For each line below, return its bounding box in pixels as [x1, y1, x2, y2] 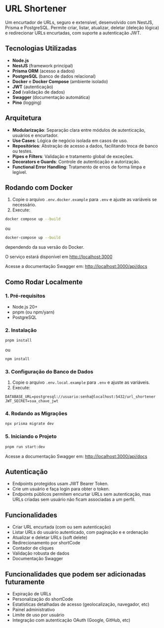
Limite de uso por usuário [12, 612, 65, 618]
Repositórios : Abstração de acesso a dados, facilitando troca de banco [12, 143, 158, 149]
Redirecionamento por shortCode [12, 540, 81, 546]
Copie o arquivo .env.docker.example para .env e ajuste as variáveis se [12, 197, 157, 203]
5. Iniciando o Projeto [5, 433, 57, 440]
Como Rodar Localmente [5, 278, 83, 286]
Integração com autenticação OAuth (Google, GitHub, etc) [12, 617, 130, 623]
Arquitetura [5, 114, 41, 122]
